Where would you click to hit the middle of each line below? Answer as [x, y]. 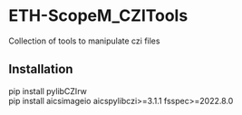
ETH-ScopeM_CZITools [98, 16]
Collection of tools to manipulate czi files [84, 41]
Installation [41, 69]
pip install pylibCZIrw [48, 91]
